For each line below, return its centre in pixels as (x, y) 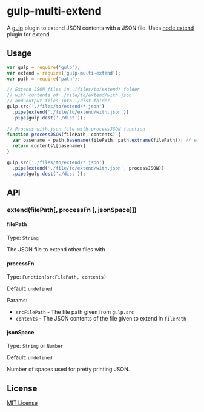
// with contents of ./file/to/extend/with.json (69, 95)
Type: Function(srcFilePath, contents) (57, 277)
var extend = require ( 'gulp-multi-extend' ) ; (64, 73)
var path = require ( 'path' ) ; (44, 79)
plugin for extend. (29, 34)
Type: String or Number (35, 346)
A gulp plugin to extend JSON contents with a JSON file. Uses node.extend (100, 28)
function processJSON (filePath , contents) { (64, 135)
